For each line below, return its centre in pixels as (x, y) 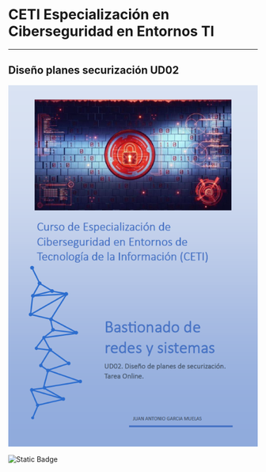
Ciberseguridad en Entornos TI (112, 31)
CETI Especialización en (89, 15)
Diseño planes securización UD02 (94, 70)
